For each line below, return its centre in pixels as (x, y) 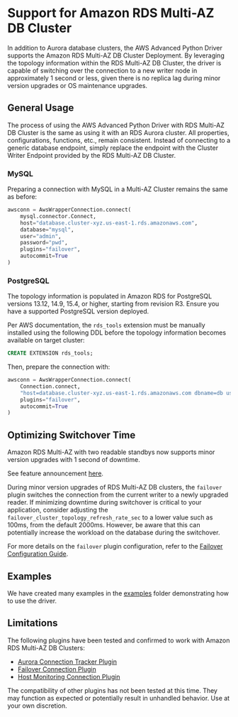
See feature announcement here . (56, 473)
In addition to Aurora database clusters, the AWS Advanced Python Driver (115, 48)
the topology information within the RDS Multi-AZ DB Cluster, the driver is (114, 63)
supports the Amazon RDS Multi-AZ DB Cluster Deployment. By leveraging (116, 55)
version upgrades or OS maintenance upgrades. (77, 85)
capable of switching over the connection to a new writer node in (102, 70)
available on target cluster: (46, 340)
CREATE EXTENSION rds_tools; (50, 353)
